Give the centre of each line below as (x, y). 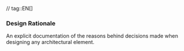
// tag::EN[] (20, 8)
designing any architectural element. (50, 42)
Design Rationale (31, 23)
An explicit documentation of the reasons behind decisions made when (92, 36)
